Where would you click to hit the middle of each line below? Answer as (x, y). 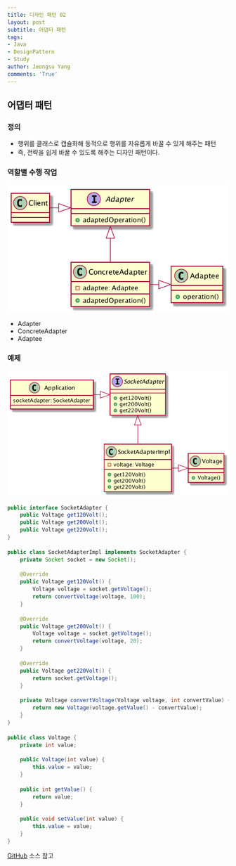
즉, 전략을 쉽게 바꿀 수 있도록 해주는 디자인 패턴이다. (88, 153)
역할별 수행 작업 (32, 172)
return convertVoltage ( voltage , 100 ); (89, 597)
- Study (19, 60)
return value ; (53, 797)
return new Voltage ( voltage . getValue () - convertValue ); (118, 708)
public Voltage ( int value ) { (63, 760)
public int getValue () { (56, 789)
